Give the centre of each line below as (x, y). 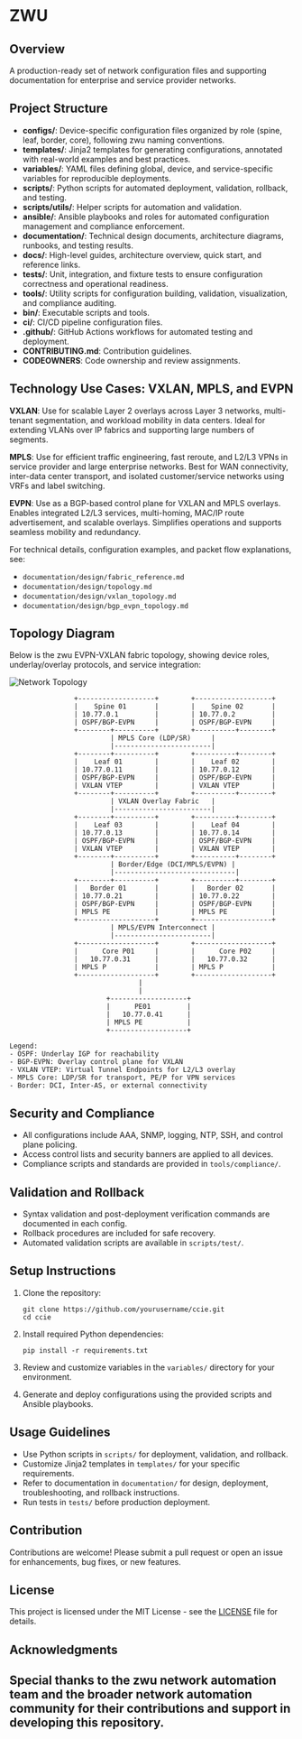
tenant (21, 420)
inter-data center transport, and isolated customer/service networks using (147, 476)
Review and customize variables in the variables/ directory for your (148, 1367)
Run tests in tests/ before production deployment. (116, 1502)
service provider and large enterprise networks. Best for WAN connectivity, (149, 467)
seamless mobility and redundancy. (75, 532)
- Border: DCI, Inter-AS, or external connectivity (108, 1086)
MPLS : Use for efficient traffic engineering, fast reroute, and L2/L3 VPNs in (149, 457)
